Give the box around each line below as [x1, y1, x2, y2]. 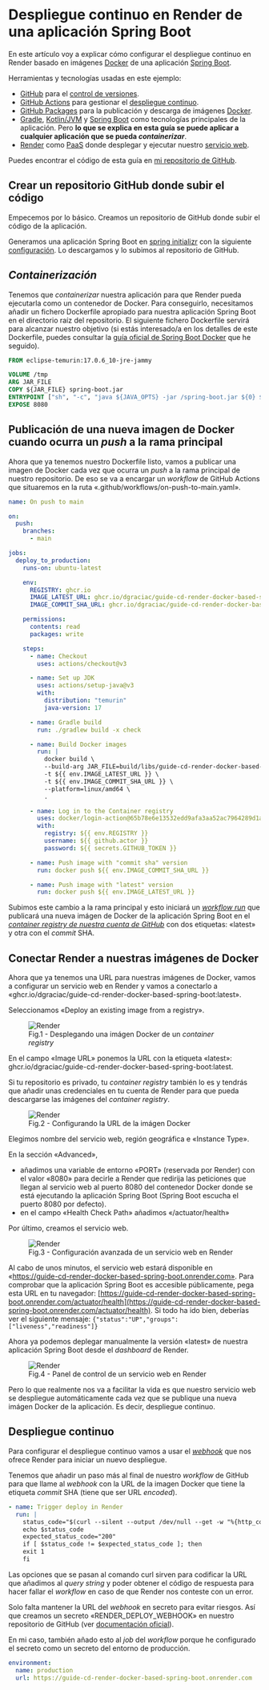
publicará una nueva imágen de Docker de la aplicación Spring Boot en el [8, 911, 251, 921]
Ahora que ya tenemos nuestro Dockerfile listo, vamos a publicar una [8, 456, 236, 466]
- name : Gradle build [29, 718, 102, 727]
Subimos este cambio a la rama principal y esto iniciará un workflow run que [8, 902, 260, 912]
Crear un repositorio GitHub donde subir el [8, 179, 225, 193]
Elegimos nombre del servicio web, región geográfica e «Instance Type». [8, 1134, 250, 1144]
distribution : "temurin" [43, 696, 127, 704]
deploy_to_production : [15, 556, 91, 565]
